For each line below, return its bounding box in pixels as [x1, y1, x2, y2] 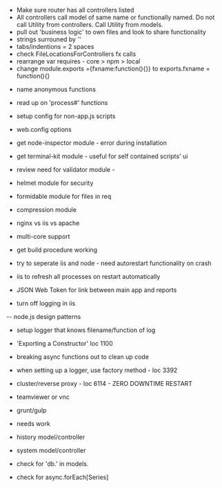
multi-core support [16, 233, 70, 240]
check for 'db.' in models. [16, 460, 89, 468]
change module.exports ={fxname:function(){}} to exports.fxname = [16, 65, 210, 72]
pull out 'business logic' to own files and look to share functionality [16, 28, 206, 36]
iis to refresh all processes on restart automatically [16, 273, 161, 280]
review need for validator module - [16, 166, 115, 173]
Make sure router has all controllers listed [16, 6, 134, 14]
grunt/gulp [16, 407, 47, 414]
